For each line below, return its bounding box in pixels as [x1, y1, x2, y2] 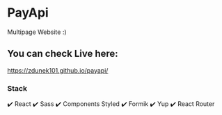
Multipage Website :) [7, 28, 68, 36]
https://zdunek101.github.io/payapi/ [7, 66, 109, 74]
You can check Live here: [7, 48, 118, 60]
